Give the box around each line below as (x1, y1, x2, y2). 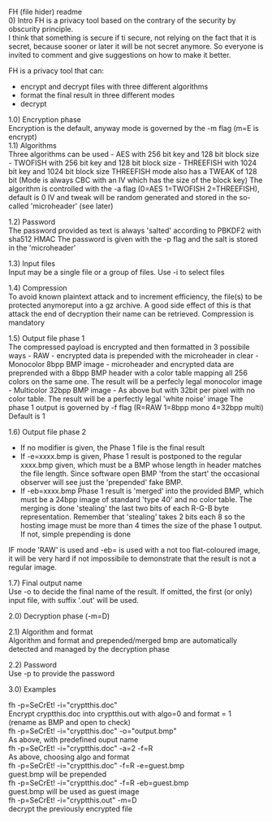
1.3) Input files (8, 259, 55, 268)
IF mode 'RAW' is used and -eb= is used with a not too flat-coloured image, (8, 545, 261, 554)
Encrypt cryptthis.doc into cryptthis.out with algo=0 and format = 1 (8, 709, 231, 719)
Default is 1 (8, 411, 45, 421)
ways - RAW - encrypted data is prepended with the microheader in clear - (8, 351, 259, 361)
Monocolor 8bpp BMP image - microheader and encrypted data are (8, 360, 235, 369)
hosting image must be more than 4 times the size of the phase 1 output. (19, 521, 262, 530)
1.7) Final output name (8, 578, 83, 588)
